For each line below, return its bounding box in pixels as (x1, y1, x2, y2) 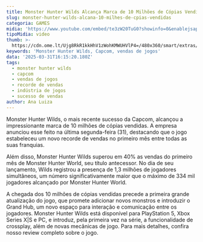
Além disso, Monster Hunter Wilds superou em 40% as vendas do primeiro (6, 152, 193, 160)
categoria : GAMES (6, 20, 50, 26)
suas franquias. (6, 141, 45, 148)
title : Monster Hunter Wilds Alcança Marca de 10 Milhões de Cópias (6, 8, 182, 15)
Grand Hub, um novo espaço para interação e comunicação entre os (6, 203, 177, 211)
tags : (6, 59, 20, 65)
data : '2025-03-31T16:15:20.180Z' (6, 54, 94, 60)
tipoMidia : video (6, 31, 50, 38)
